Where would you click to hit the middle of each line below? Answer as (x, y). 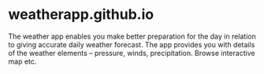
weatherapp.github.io (81, 15)
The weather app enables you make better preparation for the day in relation (132, 36)
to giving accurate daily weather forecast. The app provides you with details (132, 44)
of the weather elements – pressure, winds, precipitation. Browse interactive (132, 53)
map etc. (22, 61)
